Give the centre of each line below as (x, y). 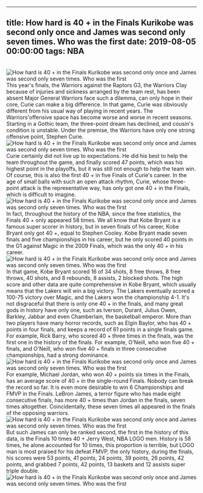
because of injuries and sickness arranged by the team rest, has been (93, 91)
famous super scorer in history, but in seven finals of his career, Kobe (93, 226)
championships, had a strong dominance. (58, 355)
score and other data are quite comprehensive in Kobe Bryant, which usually (101, 284)
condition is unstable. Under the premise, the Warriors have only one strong (101, 130)
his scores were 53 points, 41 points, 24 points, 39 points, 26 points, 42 (95, 458)
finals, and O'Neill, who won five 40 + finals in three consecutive (87, 348)
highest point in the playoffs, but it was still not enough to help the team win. (101, 168)
